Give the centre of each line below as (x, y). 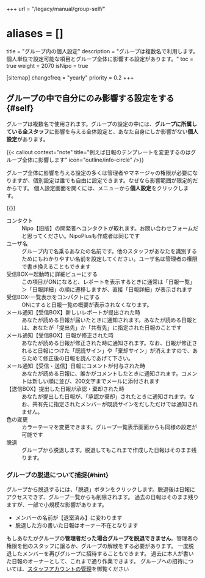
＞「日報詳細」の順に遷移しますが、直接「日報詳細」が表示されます (107, 289)
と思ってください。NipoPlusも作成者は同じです (81, 235)
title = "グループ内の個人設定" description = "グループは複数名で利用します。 (102, 51)
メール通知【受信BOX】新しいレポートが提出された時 (73, 312)
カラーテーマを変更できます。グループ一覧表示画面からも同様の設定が (109, 427)
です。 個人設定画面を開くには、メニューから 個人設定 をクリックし (100, 188)
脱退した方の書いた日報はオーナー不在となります (77, 525)
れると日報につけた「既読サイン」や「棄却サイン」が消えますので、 (107, 350)
